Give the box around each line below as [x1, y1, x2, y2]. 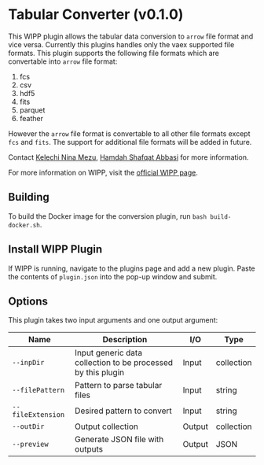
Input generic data [74, 348, 143, 359]
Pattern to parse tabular [74, 380, 163, 391]
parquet [19, 105, 46, 115]
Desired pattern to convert [74, 405, 173, 416]
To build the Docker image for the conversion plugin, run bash [8, 211, 207, 221]
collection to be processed [74, 357, 174, 368]
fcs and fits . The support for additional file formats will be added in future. [8, 137, 252, 146]
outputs [74, 444, 104, 455]
